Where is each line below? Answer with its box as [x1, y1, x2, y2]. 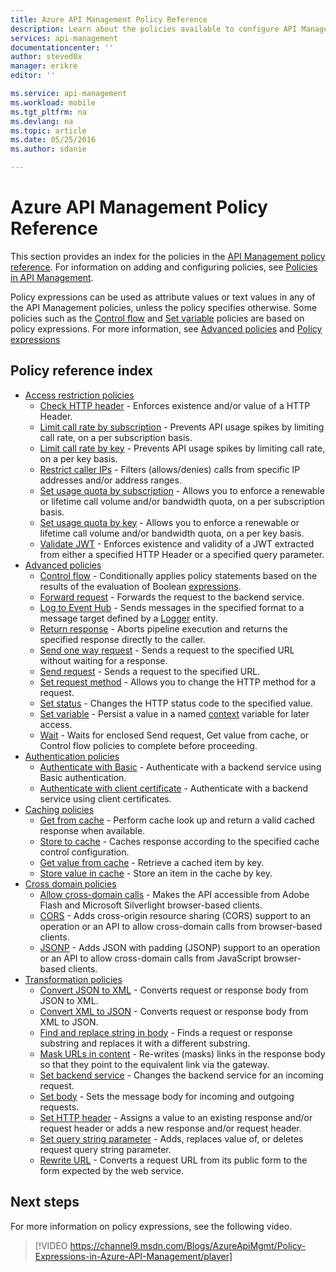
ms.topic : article [10, 126, 87, 136]
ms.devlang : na [10, 116, 74, 126]
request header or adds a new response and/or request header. [39, 1122, 302, 1134]
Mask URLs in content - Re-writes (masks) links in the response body [39, 1047, 326, 1060]
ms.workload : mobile [10, 97, 97, 108]
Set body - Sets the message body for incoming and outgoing [39, 1090, 295, 1102]
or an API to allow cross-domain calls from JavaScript [39, 952, 262, 964]
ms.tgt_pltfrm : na [10, 107, 87, 117]
